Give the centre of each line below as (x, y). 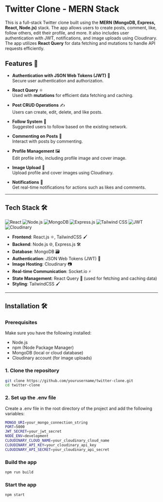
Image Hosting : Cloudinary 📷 (42, 264)
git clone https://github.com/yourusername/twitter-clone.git (69, 381)
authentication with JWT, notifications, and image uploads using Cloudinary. (81, 38)
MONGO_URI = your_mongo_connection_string (47, 423)
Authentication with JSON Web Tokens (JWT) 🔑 (61, 75)
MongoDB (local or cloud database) (48, 353)
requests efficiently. (25, 48)
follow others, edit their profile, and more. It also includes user (67, 33)
